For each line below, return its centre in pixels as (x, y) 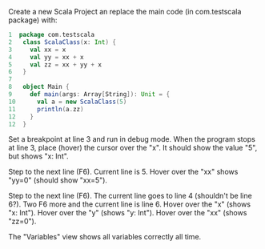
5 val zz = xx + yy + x (55, 64)
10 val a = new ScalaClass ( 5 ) (68, 102)
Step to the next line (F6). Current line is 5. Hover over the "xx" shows (123, 172)
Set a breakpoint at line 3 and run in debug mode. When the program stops (132, 139)
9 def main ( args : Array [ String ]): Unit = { (89, 94)
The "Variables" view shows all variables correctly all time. (105, 237)
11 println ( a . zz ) (46, 109)
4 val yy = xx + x (46, 57)
